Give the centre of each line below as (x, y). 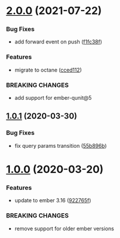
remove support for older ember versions (64, 228)
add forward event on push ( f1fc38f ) (58, 42)
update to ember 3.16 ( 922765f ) (53, 200)
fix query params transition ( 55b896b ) (61, 145)
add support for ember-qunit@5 (53, 98)
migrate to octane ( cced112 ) (48, 70)
